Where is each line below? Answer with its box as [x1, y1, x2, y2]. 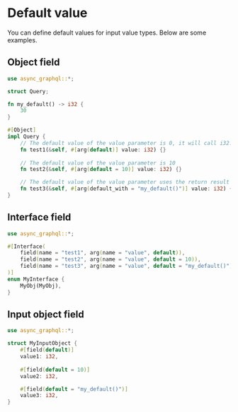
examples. [7, 35, 38, 44]
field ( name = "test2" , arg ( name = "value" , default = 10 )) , [20, 256, 201, 263]
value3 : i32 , [20, 392, 59, 399]
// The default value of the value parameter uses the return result [20, 179, 230, 186]
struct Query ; [7, 88, 50, 95]
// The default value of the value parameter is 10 [20, 159, 176, 167]
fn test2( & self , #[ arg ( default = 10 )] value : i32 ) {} [20, 166, 182, 173]
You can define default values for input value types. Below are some [7, 28, 207, 37]
